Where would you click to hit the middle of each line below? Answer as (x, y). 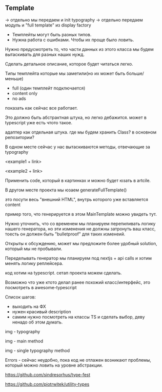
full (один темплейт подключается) (49, 88)
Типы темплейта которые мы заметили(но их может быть (65, 73)
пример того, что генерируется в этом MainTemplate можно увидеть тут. (81, 214)
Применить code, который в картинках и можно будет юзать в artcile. (78, 180)
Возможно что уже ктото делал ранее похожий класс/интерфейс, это (78, 282)
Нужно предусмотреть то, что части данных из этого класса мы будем (79, 49)
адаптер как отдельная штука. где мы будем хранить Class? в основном (81, 132)
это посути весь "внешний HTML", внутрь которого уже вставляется (77, 199)
